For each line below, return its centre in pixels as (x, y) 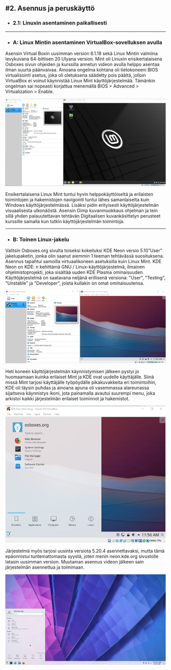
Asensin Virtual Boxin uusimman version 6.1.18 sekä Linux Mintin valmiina (81, 53)
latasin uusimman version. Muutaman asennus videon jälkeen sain (75, 561)
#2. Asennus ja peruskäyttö (50, 8)
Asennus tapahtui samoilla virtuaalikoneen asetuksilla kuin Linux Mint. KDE (83, 262)
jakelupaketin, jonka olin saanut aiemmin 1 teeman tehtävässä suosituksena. (85, 256)
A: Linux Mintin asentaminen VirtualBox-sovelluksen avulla (87, 42)
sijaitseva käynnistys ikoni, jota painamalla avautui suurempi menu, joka (80, 393)
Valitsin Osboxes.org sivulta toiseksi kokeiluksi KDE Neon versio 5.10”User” (84, 251)
